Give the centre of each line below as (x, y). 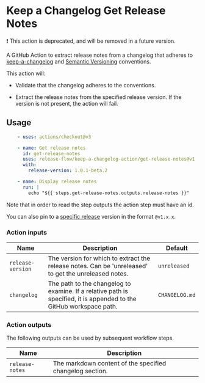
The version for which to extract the (99, 258)
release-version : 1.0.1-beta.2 (68, 171)
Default (177, 248)
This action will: (26, 73)
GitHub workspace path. (83, 306)
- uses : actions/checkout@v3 (54, 137)
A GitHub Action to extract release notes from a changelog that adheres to (100, 55)
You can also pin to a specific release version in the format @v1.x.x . (91, 216)
